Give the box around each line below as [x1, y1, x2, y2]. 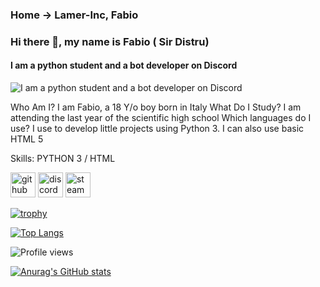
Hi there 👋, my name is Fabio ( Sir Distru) [10, 34, 210, 48]
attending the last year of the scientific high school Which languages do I [10, 112, 312, 124]
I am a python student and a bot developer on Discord [10, 59, 238, 72]
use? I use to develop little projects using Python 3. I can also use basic [10, 123, 305, 135]
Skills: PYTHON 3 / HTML [10, 153, 116, 165]
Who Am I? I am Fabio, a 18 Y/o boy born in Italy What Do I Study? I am [10, 101, 302, 113]
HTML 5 [10, 133, 44, 145]
